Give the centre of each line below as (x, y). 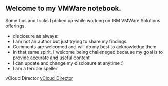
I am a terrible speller (35, 68)
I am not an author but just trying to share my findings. (70, 41)
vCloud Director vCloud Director (39, 78)
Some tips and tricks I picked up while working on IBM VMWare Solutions (83, 20)
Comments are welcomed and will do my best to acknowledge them (85, 47)
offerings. (16, 26)
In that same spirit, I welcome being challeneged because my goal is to (88, 52)
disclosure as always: (35, 36)
